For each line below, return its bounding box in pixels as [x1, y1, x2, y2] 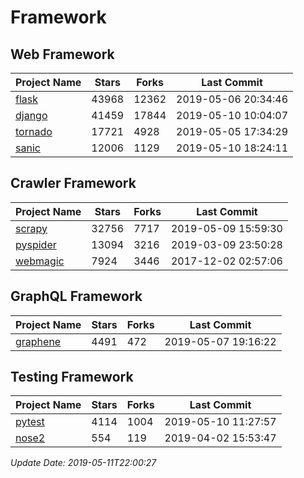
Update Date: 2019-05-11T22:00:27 [10, 457, 157, 469]
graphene [15, 334, 62, 348]
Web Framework [10, 46, 115, 63]
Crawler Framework [10, 175, 137, 192]
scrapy [15, 221, 48, 235]
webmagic [15, 254, 65, 268]
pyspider [15, 237, 57, 251]
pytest [15, 415, 45, 429]
